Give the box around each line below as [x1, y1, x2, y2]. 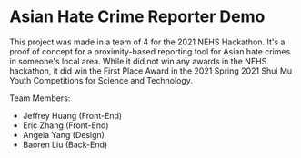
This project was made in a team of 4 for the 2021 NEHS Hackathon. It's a [9, 36, 286, 47]
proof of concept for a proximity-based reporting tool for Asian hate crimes [9, 45, 291, 56]
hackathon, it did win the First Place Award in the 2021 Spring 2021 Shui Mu [9, 65, 293, 76]
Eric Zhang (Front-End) [22, 120, 109, 131]
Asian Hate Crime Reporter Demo [9, 6, 266, 27]
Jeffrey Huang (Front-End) [22, 110, 123, 121]
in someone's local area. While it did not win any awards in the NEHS [9, 55, 267, 66]
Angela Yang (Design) [22, 129, 105, 140]
